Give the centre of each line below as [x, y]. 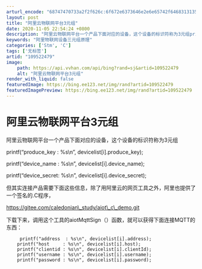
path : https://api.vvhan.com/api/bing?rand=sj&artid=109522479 [98, 68]
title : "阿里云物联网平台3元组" [42, 23]
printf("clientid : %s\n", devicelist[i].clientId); [84, 249]
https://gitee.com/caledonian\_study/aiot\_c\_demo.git [73, 207]
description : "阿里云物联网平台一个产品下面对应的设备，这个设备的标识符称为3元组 [98, 34]
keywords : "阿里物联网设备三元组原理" [49, 40]
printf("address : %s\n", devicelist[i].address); [86, 239]
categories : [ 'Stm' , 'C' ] [38, 46]
